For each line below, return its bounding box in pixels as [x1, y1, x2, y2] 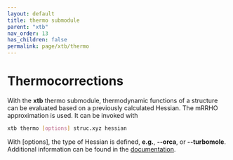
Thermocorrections [7, 73, 124, 89]
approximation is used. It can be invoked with [7, 111, 138, 119]
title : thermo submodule [7, 17, 80, 24]
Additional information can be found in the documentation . [7, 145, 176, 153]
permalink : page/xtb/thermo [7, 43, 90, 50]
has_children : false [7, 36, 68, 44]
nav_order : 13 [7, 29, 49, 37]
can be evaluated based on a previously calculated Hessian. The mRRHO [7, 103, 218, 112]
